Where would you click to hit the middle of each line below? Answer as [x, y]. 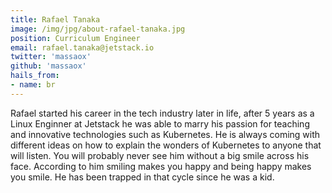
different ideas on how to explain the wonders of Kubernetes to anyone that [166, 145]
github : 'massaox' [48, 66]
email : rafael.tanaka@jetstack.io [82, 47]
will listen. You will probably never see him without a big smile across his [160, 155]
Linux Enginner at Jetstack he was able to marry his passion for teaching [160, 123]
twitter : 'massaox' [51, 57]
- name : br [33, 85]
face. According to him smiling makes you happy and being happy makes [161, 166]
